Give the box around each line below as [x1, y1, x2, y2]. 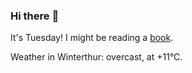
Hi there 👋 [10, 9, 60, 23]
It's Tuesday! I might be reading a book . [10, 32, 174, 44]
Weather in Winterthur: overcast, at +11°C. [10, 51, 183, 63]
